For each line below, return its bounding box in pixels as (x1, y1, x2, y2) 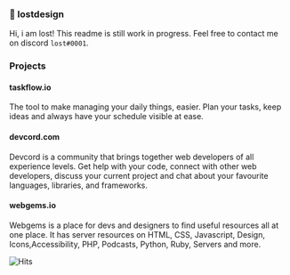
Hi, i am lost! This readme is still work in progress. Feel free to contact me (9, 28, 278, 39)
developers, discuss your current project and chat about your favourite (9, 170, 269, 181)
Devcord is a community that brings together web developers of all (9, 151, 254, 162)
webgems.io (9, 200, 56, 211)
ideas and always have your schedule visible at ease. (9, 111, 205, 122)
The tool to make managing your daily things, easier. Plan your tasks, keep (9, 101, 282, 112)
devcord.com (9, 132, 60, 142)
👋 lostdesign (9, 8, 65, 20)
